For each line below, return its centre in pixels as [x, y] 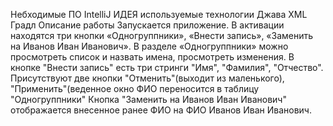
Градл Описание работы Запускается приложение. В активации [147, 25]
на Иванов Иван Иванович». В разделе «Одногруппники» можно [149, 46]
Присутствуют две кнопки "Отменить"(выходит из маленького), [147, 78]
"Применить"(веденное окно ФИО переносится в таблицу [135, 88]
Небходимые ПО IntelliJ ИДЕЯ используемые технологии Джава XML [159, 14]
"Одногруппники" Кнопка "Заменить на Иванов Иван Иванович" [148, 99]
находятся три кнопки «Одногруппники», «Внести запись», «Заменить [162, 35]
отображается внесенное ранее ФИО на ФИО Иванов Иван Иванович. [161, 110]
